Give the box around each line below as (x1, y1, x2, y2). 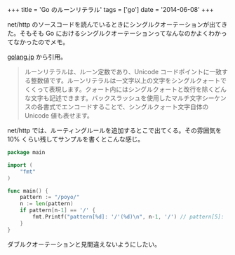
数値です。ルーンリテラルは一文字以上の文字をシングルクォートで (36, 76, 227, 85)
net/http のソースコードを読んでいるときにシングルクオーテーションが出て (7, 20, 222, 29)
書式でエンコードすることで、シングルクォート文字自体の (43, 103, 209, 111)
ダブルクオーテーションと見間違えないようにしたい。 (7, 240, 161, 248)
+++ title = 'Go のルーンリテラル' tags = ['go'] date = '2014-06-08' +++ (7, 6, 214, 13)
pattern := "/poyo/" (20, 194, 80, 201)
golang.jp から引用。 (7, 53, 67, 61)
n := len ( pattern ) (20, 200, 74, 207)
